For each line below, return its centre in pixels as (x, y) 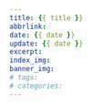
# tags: (24, 78)
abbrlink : (28, 26)
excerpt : (26, 52)
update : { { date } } (46, 43)
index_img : (30, 60)
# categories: (36, 86)
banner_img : (32, 69)
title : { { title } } (46, 18)
